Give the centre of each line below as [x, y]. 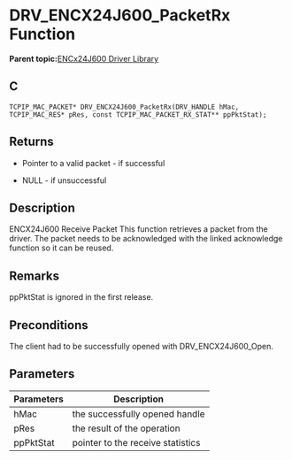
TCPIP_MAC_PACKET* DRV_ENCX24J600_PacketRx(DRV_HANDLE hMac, [124, 107]
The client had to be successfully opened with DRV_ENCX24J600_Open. [142, 346]
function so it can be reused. [61, 248]
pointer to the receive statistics [136, 442]
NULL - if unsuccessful [64, 180]
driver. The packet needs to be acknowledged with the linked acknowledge [146, 239]
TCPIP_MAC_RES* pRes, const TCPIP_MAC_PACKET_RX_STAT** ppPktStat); [138, 115]
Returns [32, 142]
